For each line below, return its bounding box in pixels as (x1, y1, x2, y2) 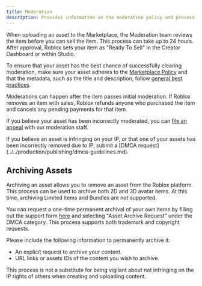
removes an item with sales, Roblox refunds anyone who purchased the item (6, 99, 195, 106)
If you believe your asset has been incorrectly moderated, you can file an (6, 117, 188, 124)
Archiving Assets (6, 165, 73, 175)
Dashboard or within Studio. (6, 50, 76, 57)
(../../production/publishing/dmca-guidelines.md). (6, 148, 129, 155)
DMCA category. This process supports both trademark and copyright (6, 219, 180, 226)
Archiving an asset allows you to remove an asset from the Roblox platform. (6, 181, 194, 188)
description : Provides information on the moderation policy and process (6, 14, 195, 20)
